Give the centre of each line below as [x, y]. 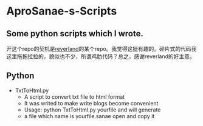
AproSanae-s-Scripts [62, 11]
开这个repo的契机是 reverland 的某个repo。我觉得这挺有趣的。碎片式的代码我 [101, 49]
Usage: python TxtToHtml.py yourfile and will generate [92, 110]
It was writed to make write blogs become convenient [91, 103]
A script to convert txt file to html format [74, 97]
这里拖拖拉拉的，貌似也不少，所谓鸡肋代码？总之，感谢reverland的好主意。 [101, 56]
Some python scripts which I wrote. [75, 34]
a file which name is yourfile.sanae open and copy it [89, 116]
